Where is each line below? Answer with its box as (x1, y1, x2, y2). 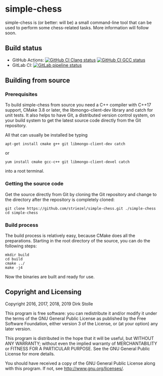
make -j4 (5, 265, 23, 270)
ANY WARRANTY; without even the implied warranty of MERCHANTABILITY (5, 340, 158, 346)
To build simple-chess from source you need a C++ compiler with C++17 (5, 102, 151, 108)
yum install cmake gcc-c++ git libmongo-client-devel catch (5, 159, 130, 164)
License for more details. (5, 351, 55, 356)
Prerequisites (5, 91, 38, 98)
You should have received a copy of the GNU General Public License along (5, 360, 155, 366)
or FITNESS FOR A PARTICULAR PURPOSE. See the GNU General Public (5, 345, 150, 352)
